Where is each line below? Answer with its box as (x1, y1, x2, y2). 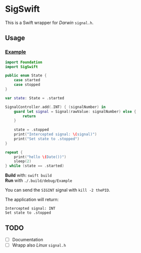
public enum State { (5, 73, 47, 78)
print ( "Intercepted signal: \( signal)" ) (14, 132, 97, 137)
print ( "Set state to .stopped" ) (14, 136, 80, 141)
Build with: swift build (5, 173, 52, 178)
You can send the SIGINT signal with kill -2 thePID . (5, 187, 111, 193)
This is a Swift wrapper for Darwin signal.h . (5, 20, 94, 25)
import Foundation (5, 60, 42, 65)
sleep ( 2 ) (14, 159, 32, 164)
